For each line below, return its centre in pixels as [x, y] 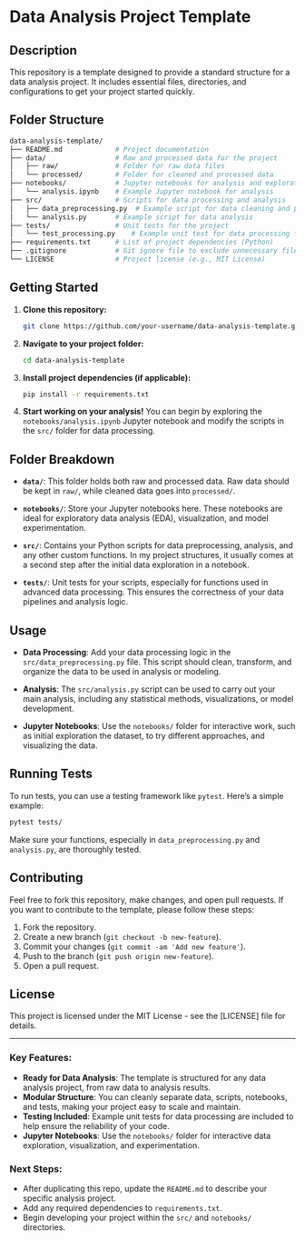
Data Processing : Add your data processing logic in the [127, 652]
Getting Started [54, 288]
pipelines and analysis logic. [75, 602]
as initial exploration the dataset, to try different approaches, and [143, 735]
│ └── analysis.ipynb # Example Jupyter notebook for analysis [142, 192]
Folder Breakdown [62, 460]
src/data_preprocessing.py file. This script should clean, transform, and [157, 662]
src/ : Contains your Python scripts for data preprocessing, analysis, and [157, 545]
